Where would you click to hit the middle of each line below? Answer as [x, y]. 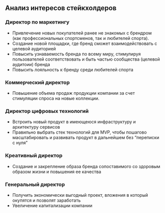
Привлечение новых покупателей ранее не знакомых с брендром [82, 33]
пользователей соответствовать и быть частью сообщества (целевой [86, 59]
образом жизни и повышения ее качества [57, 172]
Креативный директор [34, 156]
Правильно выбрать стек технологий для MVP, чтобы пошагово [79, 132]
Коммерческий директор [37, 82]
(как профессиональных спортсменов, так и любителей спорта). [81, 38]
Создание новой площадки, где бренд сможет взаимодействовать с [85, 43]
